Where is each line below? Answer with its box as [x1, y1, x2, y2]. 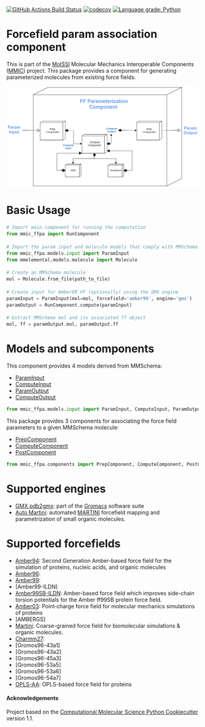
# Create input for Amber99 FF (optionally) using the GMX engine [6, 288, 179, 295]
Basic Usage [6, 203, 71, 217]
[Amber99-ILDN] [15, 582, 58, 590]
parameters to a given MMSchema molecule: [6, 423, 119, 431]
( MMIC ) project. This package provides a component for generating [6, 67, 177, 74]
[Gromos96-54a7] [15, 674, 61, 681]
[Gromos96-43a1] [15, 641, 60, 649]
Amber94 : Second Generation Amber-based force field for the [15, 557, 172, 564]
